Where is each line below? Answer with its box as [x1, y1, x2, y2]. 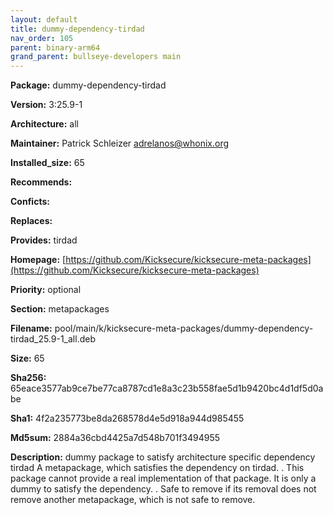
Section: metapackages [10, 303, 110, 315]
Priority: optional [10, 284, 82, 296]
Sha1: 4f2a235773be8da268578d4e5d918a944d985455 [10, 412, 245, 425]
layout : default [10, 14, 78, 25]
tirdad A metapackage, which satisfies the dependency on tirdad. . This [10, 462, 305, 474]
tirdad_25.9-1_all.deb [10, 333, 96, 345]
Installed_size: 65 [10, 157, 85, 169]
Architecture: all [10, 118, 79, 130]
